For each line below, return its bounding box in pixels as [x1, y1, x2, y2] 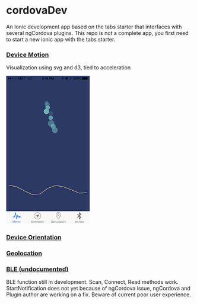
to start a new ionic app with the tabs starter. [6, 36, 116, 43]
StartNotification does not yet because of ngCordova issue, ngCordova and [6, 285, 191, 292]
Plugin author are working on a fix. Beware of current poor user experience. [6, 291, 191, 298]
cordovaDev [6, 4, 68, 17]
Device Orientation [6, 233, 62, 242]
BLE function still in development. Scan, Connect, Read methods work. [6, 279, 179, 286]
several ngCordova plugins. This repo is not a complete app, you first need [6, 29, 189, 36]
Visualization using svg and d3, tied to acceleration [6, 64, 131, 71]
